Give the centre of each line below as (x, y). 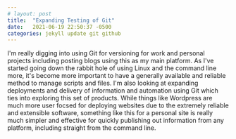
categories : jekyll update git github (64, 33)
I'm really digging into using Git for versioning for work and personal (106, 53)
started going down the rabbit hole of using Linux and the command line (112, 68)
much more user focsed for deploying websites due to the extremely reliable (118, 105)
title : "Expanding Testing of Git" (61, 20)
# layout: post (30, 14)
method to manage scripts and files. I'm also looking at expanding (103, 83)
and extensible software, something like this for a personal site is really (110, 113)
